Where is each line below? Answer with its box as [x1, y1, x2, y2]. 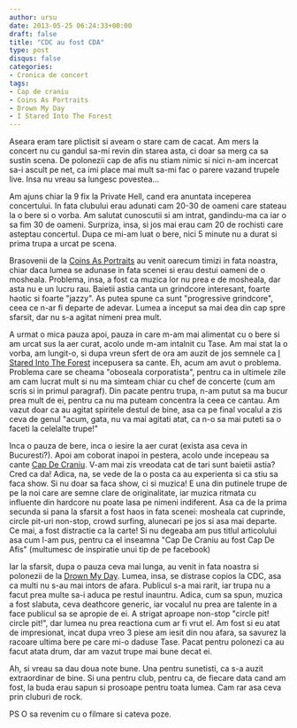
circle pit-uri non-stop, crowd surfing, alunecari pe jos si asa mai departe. [9, 516, 278, 527]
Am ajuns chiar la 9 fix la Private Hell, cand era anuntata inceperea [9, 192, 252, 202]
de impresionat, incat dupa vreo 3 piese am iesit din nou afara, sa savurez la [9, 627, 287, 638]
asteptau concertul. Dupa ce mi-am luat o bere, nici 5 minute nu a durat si [9, 229, 278, 239]
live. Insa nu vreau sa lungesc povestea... [9, 174, 160, 184]
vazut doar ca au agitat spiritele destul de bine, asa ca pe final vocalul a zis [9, 404, 283, 415]
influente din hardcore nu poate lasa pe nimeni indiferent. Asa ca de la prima [9, 497, 287, 508]
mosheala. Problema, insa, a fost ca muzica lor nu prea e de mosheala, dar [9, 274, 281, 285]
